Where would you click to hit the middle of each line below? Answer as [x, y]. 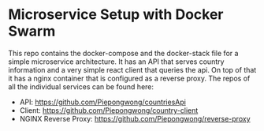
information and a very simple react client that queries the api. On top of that [132, 69]
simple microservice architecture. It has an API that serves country [116, 62]
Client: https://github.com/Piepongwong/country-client [109, 110]
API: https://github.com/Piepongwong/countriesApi [103, 102]
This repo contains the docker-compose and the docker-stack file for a [123, 53]
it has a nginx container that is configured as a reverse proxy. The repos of [129, 78]
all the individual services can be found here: [81, 86]
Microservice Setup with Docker [116, 15]
